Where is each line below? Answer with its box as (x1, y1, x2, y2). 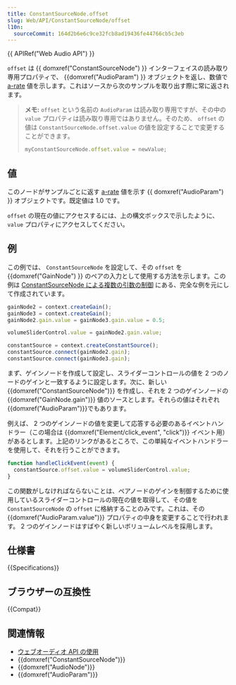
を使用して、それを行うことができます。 (7, 446, 124, 454)
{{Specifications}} (7, 564, 60, 572)
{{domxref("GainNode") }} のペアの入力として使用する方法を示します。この (7, 271, 226, 280)
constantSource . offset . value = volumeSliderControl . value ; (13, 466, 191, 473)
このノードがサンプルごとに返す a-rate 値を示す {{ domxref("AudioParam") (7, 187, 224, 196)
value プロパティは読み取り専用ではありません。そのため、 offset (24, 114, 217, 123)
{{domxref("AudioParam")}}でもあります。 (7, 404, 130, 412)
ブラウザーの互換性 (7, 585, 91, 597)
